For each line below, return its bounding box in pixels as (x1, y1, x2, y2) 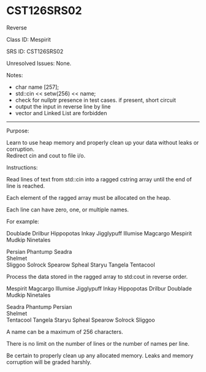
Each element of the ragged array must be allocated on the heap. (6, 194, 171, 201)
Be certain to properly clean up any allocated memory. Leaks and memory (6, 352, 194, 359)
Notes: (6, 71, 23, 78)
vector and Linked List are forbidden (15, 109, 107, 116)
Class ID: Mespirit (6, 36, 51, 43)
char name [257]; (15, 83, 59, 91)
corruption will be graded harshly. (6, 358, 92, 365)
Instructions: (6, 164, 38, 171)
